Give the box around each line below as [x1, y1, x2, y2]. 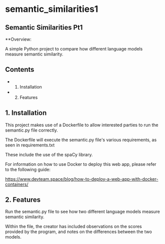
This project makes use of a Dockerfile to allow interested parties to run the [5, 122, 159, 128]
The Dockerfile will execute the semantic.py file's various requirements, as [5, 137, 157, 143]
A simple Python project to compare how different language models [5, 46, 143, 51]
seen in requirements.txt [5, 142, 55, 148]
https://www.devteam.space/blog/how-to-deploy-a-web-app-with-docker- [5, 176, 159, 182]
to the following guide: [5, 166, 51, 172]
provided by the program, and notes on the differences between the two [5, 229, 152, 235]
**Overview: [5, 36, 32, 42]
